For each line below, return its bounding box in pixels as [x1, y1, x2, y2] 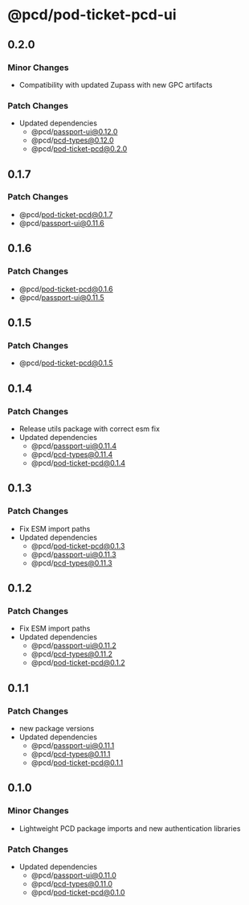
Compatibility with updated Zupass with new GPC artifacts [18, 80, 213, 89]
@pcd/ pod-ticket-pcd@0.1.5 [18, 358, 113, 368]
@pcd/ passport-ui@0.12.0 [31, 127, 118, 137]
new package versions [18, 723, 95, 733]
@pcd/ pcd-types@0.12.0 [31, 135, 114, 146]
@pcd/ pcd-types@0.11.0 [31, 878, 113, 888]
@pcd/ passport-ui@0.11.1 [31, 740, 115, 750]
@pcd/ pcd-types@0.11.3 [31, 557, 113, 568]
